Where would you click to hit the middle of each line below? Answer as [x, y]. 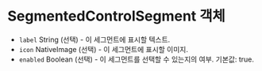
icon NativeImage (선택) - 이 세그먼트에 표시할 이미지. [103, 49]
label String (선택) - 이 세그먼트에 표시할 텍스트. [94, 39]
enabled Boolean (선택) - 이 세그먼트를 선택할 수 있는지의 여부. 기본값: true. [137, 59]
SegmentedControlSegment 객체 [116, 16]
